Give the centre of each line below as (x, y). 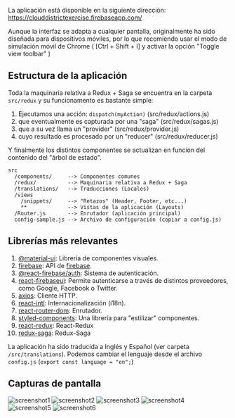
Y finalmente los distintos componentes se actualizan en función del (107, 150)
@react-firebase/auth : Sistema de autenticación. (88, 273)
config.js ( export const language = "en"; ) (71, 361)
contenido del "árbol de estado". (55, 157)
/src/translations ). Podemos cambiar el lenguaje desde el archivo (105, 354)
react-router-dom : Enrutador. (60, 310)
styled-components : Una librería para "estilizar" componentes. (109, 318)
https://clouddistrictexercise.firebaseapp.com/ (75, 18)
